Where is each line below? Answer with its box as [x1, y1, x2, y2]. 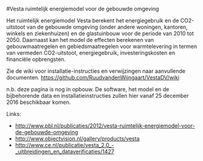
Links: [6, 111, 21, 117]
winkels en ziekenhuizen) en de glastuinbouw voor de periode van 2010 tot [6, 30, 194, 37]
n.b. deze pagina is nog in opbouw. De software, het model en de [6, 86, 170, 93]
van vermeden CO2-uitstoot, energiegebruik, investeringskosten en [6, 49, 176, 57]
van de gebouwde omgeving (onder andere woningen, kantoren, [26, 24, 188, 30]
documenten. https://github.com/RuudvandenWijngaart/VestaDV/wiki [6, 74, 180, 81]
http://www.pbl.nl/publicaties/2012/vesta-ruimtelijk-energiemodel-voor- [15, 122, 196, 129]
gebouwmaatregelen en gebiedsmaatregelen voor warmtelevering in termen [6, 43, 198, 50]
